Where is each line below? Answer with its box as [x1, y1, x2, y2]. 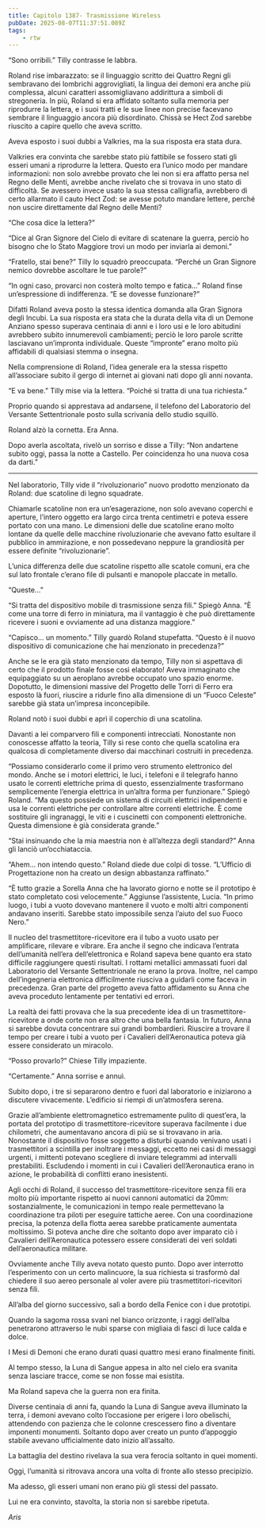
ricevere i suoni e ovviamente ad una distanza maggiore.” [8, 618, 196, 627]
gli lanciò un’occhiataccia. [8, 844, 93, 854]
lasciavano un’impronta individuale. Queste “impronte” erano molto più [8, 339, 239, 348]
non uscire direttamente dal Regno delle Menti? [8, 203, 162, 213]
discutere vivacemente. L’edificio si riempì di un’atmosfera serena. [8, 1095, 224, 1105]
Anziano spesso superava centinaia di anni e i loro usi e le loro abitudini [8, 322, 241, 331]
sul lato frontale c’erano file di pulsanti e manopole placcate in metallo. [8, 570, 238, 580]
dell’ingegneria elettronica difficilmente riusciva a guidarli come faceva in [8, 975, 247, 984]
